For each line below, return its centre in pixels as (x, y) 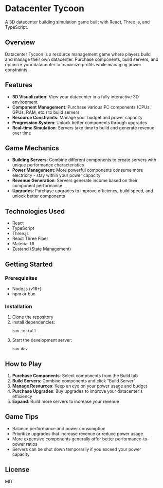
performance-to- (132, 439)
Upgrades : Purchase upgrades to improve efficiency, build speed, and (82, 191)
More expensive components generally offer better (63, 439)
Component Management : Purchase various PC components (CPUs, (81, 107)
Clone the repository (33, 317)
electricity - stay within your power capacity (56, 175)
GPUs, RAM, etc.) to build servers (46, 112)
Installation (19, 306)
